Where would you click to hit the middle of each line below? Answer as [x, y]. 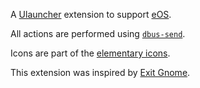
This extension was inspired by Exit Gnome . [100, 72]
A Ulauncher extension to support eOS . [91, 14]
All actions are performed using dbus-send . [98, 33]
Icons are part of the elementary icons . [90, 53]
